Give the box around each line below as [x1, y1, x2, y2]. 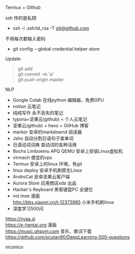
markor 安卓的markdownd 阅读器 [12, 129, 83, 135]
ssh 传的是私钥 [5, 15, 37, 21]
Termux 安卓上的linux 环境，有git [12, 161, 83, 167]
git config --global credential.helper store [12, 46, 100, 52]
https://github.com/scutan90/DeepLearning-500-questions [5, 234, 130, 240]
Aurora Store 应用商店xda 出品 [12, 180, 76, 186]
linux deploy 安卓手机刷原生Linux [12, 167, 83, 173]
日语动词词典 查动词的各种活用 [12, 142, 77, 148]
